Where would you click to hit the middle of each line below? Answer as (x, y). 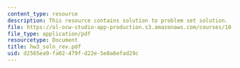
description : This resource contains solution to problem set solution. (118, 21)
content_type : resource (43, 14)
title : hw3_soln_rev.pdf (44, 47)
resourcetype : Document (43, 40)
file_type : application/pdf (49, 34)
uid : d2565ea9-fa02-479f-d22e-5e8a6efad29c (73, 54)
